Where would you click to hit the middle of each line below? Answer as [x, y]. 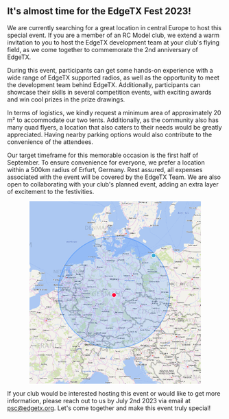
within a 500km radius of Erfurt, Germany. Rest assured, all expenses [105, 169]
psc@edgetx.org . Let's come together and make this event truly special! [109, 408]
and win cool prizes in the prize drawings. [66, 99]
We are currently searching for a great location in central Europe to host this [114, 27]
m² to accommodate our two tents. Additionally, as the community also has [113, 120]
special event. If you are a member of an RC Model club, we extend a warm [113, 35]
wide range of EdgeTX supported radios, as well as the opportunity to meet [113, 77]
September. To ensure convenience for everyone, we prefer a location [106, 162]
